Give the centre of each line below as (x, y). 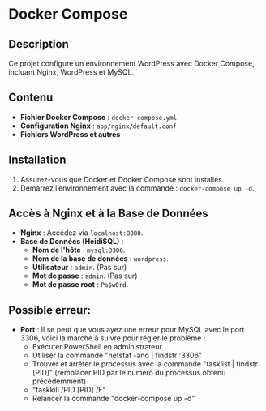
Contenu (31, 98)
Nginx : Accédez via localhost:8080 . (82, 233)
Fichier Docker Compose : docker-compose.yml (99, 117)
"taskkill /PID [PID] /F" (69, 390)
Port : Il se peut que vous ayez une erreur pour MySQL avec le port (132, 330)
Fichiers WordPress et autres (70, 134)
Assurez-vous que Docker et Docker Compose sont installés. (122, 179)
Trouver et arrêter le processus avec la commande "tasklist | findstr (145, 364)
